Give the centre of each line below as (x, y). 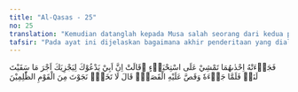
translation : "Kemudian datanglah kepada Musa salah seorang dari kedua (146, 34)
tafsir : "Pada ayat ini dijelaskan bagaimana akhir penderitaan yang (141, 42)
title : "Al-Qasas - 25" (53, 17)
